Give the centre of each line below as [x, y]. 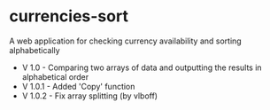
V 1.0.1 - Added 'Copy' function [78, 86]
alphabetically [35, 50]
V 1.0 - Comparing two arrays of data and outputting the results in [142, 67]
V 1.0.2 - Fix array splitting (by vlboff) [89, 96]
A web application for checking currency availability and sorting [125, 41]
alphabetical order [55, 76]
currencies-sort [69, 16]
